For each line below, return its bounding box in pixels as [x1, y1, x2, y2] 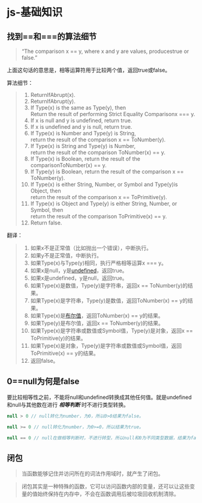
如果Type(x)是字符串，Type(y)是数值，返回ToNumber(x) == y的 [30, 297, 188, 304]
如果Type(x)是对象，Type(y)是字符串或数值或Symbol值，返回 [30, 342, 182, 349]
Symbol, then [30, 206, 64, 214]
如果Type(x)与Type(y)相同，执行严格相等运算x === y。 [30, 259, 167, 267]
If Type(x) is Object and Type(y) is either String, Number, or [30, 200, 177, 207]
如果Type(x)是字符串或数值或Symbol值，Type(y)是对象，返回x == [30, 327, 194, 334]
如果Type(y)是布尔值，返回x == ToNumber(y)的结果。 [30, 319, 164, 327]
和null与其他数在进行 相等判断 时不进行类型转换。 [7, 401, 129, 408]
